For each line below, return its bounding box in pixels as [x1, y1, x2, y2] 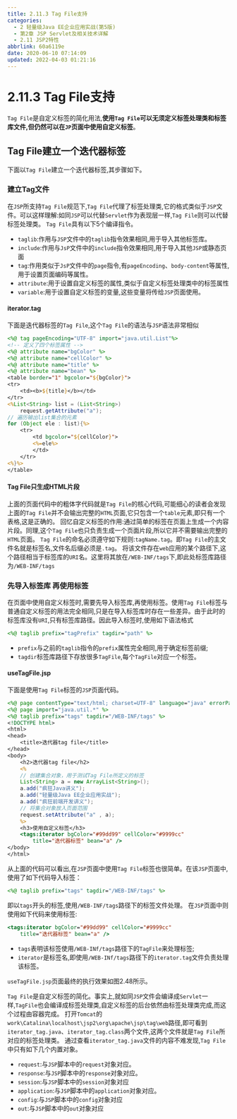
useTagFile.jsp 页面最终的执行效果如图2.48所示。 [7, 976, 152, 985]
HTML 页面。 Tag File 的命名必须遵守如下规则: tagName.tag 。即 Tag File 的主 [7, 535, 220, 543]
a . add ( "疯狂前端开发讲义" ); [20, 798, 94, 805]
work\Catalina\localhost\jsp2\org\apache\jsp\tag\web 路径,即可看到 [7, 1018, 208, 1026]
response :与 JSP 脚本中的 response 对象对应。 [17, 1068, 142, 1077]
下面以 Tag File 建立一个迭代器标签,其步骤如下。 [7, 165, 146, 174]
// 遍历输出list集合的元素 [7, 414, 78, 421]
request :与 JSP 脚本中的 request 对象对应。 [17, 1060, 135, 1068]
